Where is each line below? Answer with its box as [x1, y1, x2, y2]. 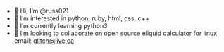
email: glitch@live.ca [13, 37, 75, 45]
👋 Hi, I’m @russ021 [13, 7, 69, 15]
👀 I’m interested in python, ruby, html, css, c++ [13, 14, 150, 22]
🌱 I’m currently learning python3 [13, 22, 108, 30]
